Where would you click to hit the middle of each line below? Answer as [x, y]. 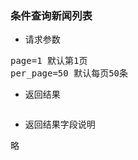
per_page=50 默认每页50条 [69, 73]
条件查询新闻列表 [51, 15]
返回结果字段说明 [60, 124]
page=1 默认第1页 [49, 61]
